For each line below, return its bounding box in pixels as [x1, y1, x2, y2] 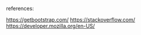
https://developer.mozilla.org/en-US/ [6, 23, 95, 29]
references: [6, 5, 34, 12]
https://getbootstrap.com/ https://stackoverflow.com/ [6, 16, 136, 23]
